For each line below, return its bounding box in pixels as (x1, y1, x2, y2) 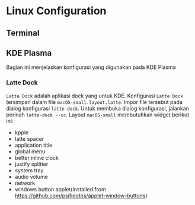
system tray (14, 166, 44, 174)
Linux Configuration (6, 4, 107, 18)
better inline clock (14, 154, 59, 161)
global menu (14, 147, 46, 155)
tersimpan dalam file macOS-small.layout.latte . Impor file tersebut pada (6, 98, 183, 105)
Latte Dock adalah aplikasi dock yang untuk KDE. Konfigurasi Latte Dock (6, 92, 184, 99)
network (14, 179, 36, 187)
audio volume (14, 173, 49, 180)
